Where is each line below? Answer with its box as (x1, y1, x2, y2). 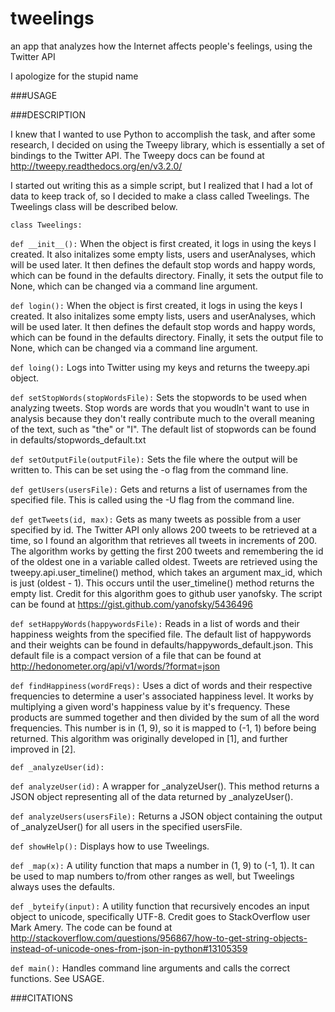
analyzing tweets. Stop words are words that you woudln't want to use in (10, 402, 310, 414)
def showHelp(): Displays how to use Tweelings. (10, 840, 210, 852)
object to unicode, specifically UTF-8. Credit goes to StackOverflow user (10, 910, 311, 922)
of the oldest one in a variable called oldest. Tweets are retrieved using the (10, 555, 318, 567)
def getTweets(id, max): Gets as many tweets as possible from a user (10, 513, 302, 525)
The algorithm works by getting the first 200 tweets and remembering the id (10, 545, 324, 557)
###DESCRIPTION (10, 108, 87, 121)
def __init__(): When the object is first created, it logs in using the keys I (10, 237, 317, 249)
